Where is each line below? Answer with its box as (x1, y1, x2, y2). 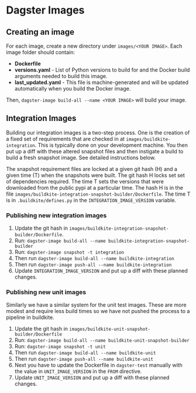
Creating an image (6, 27, 75, 37)
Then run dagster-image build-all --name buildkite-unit (14, 349, 156, 356)
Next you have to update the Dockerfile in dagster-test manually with (14, 362, 183, 369)
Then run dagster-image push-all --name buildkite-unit (14, 355, 154, 362)
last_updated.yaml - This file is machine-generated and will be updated (14, 79, 189, 86)
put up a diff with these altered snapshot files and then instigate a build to (6, 147, 184, 154)
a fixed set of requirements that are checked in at (6, 135, 125, 142)
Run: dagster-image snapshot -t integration (14, 248, 125, 256)
